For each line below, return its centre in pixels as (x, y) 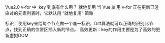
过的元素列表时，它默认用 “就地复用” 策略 (51, 13)
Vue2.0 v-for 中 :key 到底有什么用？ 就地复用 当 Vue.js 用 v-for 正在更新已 (80, 7)
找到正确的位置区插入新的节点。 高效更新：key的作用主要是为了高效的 (85, 29)
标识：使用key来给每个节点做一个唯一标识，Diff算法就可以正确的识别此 (77, 23)
